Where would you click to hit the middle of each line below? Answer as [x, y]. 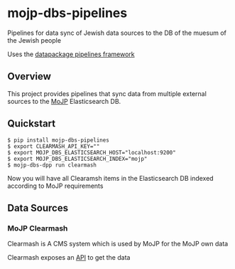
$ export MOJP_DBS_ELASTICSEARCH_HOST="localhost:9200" [92, 152]
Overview [29, 77]
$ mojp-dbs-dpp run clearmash [52, 165]
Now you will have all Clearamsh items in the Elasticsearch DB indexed [111, 178]
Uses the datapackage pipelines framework [71, 54]
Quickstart [32, 123]
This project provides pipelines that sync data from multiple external [107, 93]
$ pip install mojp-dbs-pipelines [59, 140]
